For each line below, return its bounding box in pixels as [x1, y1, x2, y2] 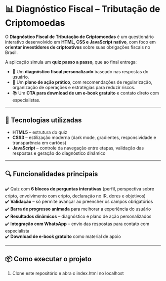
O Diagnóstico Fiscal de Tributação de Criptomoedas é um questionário [5, 34, 154, 40]
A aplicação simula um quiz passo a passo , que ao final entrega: [5, 59, 137, 65]
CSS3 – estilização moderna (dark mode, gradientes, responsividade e [12, 134, 157, 140]
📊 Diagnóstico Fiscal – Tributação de [5, 3, 161, 15]
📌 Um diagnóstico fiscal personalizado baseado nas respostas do [12, 68, 149, 74]
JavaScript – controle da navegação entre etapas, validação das [12, 145, 144, 151]
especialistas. [12, 97, 41, 103]
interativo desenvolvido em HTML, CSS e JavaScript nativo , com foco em [5, 39, 156, 45]
